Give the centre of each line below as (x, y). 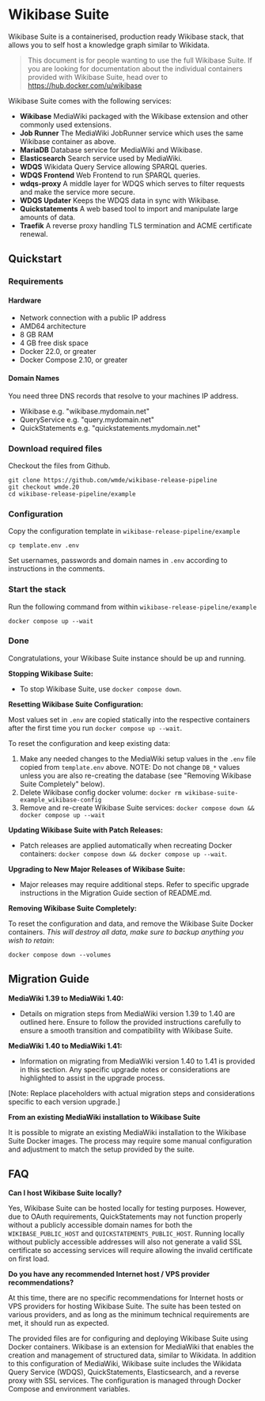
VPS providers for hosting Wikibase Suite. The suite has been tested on (125, 1306)
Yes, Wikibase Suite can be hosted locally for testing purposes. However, (127, 1209)
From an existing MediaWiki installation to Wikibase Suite (104, 1117)
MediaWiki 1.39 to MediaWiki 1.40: (66, 998)
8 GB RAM (36, 335)
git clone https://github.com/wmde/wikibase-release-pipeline (113, 480)
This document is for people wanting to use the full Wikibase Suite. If (140, 60)
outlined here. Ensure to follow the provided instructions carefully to (130, 1022)
